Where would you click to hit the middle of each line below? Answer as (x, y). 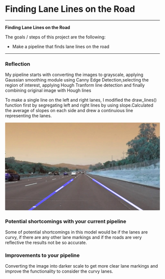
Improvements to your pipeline (42, 255)
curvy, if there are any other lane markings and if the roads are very (73, 238)
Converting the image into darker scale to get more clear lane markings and (82, 266)
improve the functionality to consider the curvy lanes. (59, 271)
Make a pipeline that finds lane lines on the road (61, 46)
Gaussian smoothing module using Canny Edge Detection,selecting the (77, 80)
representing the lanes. (28, 116)
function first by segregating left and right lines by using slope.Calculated (79, 105)
